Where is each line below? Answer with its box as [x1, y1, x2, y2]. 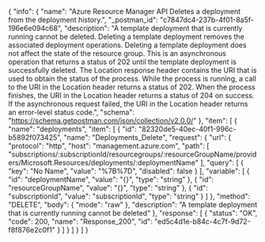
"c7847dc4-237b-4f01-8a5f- [159, 15, 255, 25]
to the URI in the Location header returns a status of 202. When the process [8, 82, 256, 92]
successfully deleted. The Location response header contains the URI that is [8, 66, 257, 74]
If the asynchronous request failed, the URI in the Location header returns [8, 99, 248, 108]
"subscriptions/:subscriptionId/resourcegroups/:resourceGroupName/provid [8, 149, 257, 159]
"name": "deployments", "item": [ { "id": [8, 124, 137, 134]
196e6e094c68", [8, 24, 63, 32]
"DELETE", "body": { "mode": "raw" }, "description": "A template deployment [8, 200, 258, 209]
